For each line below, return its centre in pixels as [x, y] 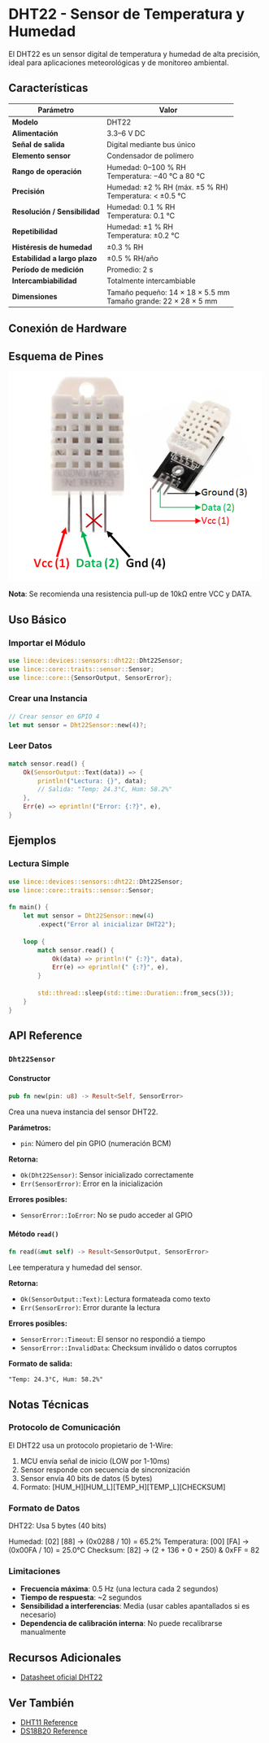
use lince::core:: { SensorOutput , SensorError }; [91, 678]
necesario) [38, 1614]
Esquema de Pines [56, 356]
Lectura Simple [39, 864]
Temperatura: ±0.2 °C [143, 236]
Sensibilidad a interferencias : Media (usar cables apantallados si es [135, 1606]
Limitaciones [35, 1571]
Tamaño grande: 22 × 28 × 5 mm [162, 301]
